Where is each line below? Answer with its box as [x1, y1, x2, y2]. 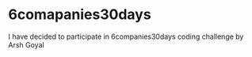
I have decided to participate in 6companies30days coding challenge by [8, 32, 244, 41]
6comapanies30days [8, 6, 152, 24]
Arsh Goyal [8, 40, 45, 49]
